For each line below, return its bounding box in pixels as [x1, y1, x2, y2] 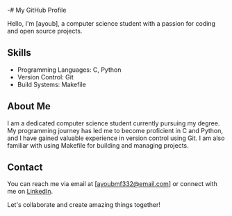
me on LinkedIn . [7, 187, 53, 196]
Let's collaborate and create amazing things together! [7, 201, 161, 209]
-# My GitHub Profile [7, 6, 67, 14]
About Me [7, 100, 51, 112]
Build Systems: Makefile [17, 80, 87, 88]
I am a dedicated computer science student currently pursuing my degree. [7, 118, 220, 128]
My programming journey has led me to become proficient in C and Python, [7, 126, 224, 134]
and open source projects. [7, 27, 83, 35]
